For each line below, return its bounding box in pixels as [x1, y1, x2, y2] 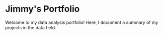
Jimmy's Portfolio [5, 3, 80, 15]
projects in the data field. [5, 24, 56, 30]
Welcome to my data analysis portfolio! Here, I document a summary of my [5, 19, 158, 25]
